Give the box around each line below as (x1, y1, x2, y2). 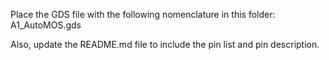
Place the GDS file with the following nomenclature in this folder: (10, 9, 276, 20)
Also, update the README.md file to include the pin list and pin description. (10, 39, 320, 50)
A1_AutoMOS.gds (10, 19, 82, 31)
